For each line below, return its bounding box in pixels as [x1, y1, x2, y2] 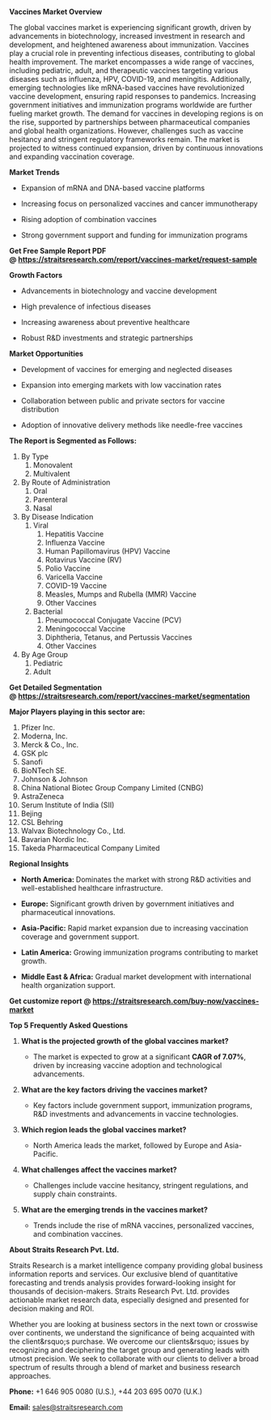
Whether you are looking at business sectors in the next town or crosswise [9, 1319, 258, 1328]
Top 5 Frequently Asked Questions [9, 1020, 129, 1030]
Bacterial [32, 607, 63, 616]
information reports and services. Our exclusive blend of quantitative [9, 1269, 239, 1279]
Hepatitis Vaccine [44, 529, 104, 538]
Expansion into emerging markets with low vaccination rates [20, 380, 222, 390]
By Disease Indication [20, 512, 94, 521]
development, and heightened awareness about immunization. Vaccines [9, 40, 249, 49]
